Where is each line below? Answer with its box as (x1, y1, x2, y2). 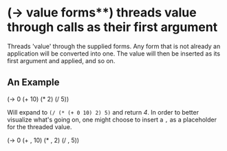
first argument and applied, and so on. (7, 56, 116, 65)
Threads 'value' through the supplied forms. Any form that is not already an (7, 42, 221, 50)
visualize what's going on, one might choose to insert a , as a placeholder (7, 115, 217, 124)
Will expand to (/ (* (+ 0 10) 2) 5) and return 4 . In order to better (7, 108, 199, 116)
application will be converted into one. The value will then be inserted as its (7, 49, 221, 58)
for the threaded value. (7, 122, 72, 131)
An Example (7, 77, 60, 89)
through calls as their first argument (7, 19, 218, 35)
